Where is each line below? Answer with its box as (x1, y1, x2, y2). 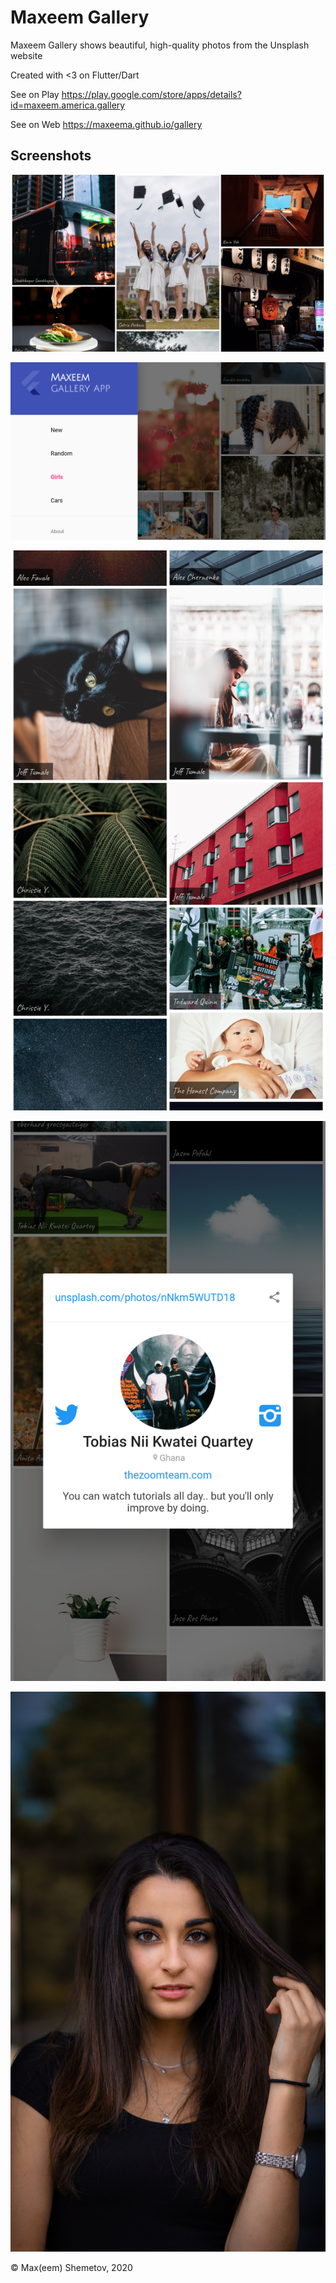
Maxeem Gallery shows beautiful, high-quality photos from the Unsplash (10, 39, 310, 51)
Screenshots (10, 147, 92, 165)
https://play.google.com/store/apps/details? (61, 88, 242, 100)
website (10, 49, 43, 61)
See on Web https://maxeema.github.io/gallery (10, 118, 203, 130)
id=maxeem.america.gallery (10, 99, 126, 111)
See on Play (10, 88, 60, 100)
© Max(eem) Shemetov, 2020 (10, 2261, 133, 2273)
